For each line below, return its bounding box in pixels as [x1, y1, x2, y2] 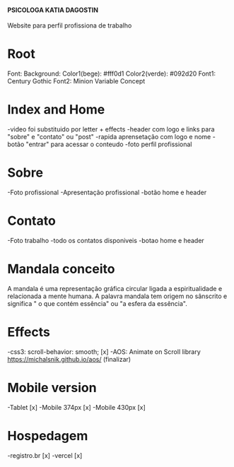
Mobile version [7, 380, 97, 396]
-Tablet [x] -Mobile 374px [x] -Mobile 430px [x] [7, 403, 146, 411]
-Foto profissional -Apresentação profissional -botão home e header [7, 188, 207, 197]
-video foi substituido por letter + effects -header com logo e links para [7, 125, 215, 134]
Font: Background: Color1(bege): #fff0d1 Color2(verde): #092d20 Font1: [7, 69, 216, 78]
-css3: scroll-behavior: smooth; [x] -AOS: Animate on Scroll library [7, 347, 201, 356]
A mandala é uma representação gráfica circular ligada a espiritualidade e [7, 284, 223, 292]
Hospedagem [7, 427, 88, 444]
